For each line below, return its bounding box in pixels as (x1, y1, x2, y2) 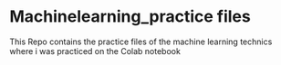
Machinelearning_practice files (9, 6, 251, 27)
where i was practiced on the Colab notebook (9, 45, 181, 56)
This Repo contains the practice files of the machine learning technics (9, 36, 273, 47)
